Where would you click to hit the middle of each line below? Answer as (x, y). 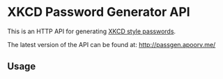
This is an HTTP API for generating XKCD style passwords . (92, 31)
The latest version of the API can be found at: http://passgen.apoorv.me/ (111, 44)
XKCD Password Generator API (99, 12)
